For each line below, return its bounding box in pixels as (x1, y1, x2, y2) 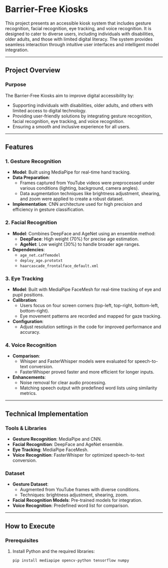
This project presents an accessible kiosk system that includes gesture (5, 20, 151, 26)
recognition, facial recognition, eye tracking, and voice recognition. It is (5, 25, 151, 31)
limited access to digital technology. (12, 107, 86, 113)
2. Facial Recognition (5, 219, 57, 226)
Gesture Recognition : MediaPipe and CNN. (12, 436, 102, 442)
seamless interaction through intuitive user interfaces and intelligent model (5, 41, 159, 47)
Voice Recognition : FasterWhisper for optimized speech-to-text (12, 452, 145, 458)
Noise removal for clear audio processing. (19, 380, 106, 386)
